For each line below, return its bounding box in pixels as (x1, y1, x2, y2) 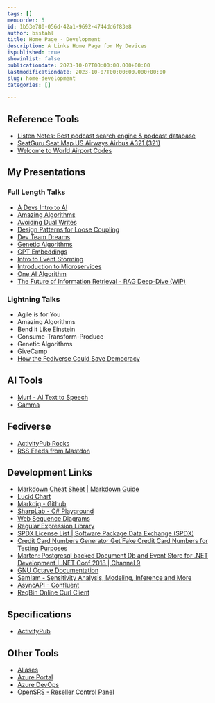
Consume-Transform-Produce (17, 332, 104, 341)
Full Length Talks (7, 187, 66, 197)
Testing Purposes (17, 544, 68, 553)
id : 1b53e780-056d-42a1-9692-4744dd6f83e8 (7, 23, 132, 30)
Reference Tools (7, 113, 80, 125)
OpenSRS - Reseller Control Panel (17, 688, 114, 696)
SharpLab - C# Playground (17, 507, 94, 515)
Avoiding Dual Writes (17, 218, 78, 226)
